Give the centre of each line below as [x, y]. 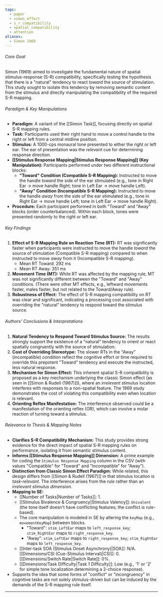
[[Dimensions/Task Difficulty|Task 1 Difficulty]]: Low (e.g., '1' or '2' [85, 564]
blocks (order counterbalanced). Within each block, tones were [75, 211]
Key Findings [18, 228]
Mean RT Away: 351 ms [43, 269]
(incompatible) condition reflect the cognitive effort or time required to [82, 357]
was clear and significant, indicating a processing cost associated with [83, 300]
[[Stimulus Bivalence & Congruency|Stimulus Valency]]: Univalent [85, 502]
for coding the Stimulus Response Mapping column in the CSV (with [79, 460]
